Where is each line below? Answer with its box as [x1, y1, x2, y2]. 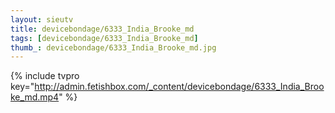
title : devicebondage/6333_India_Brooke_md [10, 24, 195, 34]
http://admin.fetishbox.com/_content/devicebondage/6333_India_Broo [34, 81, 325, 93]
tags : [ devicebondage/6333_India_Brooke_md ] [10, 33, 199, 43]
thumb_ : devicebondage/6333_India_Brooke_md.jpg [10, 42, 217, 53]
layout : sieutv [10, 14, 74, 25]
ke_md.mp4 [10, 91, 60, 103]
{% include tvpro [10, 70, 80, 82]
